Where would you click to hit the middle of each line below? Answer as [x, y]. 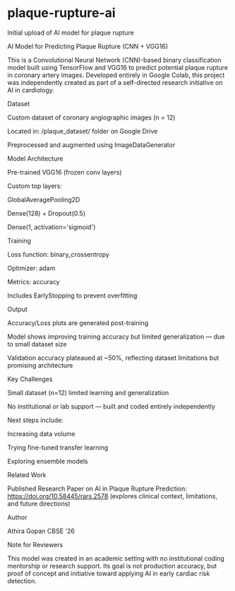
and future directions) [39, 503]
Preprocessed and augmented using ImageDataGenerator [91, 145]
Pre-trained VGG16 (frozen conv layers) [65, 172]
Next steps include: [35, 420]
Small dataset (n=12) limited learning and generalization [88, 392]
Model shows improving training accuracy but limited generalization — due [116, 337]
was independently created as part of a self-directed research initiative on [115, 82]
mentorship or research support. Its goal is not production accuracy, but [112, 566]
